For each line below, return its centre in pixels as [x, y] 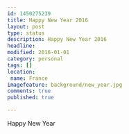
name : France [29, 78]
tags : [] [20, 65]
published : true [31, 98]
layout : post [26, 26]
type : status [26, 33]
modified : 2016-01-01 [38, 53]
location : [21, 72]
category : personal [35, 59]
